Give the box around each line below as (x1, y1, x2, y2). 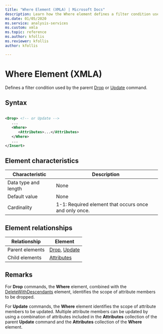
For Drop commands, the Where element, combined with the (5, 283, 127, 289)
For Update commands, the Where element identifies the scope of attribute (5, 303, 156, 309)
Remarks (5, 271, 33, 279)
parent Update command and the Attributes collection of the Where (5, 319, 142, 325)
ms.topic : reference (5, 30, 47, 35)
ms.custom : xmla (5, 25, 38, 30)
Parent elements (7, 246, 45, 253)
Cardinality (7, 204, 33, 211)
